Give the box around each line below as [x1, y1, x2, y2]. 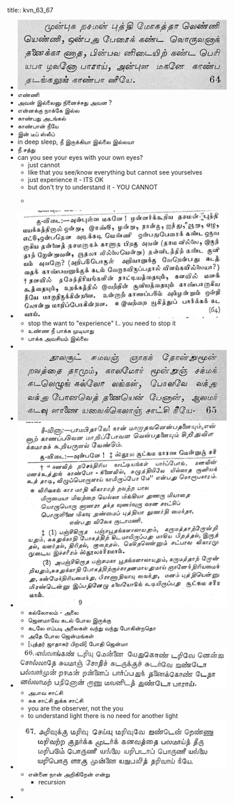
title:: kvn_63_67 [7, 6, 54, 14]
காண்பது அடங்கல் [17, 114, 66, 123]
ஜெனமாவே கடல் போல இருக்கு [27, 615, 111, 624]
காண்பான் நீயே [17, 122, 59, 130]
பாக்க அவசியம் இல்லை [27, 334, 88, 343]
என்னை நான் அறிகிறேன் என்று [27, 770, 110, 778]
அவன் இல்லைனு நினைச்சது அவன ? [17, 98, 113, 107]
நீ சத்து [17, 146, 36, 154]
